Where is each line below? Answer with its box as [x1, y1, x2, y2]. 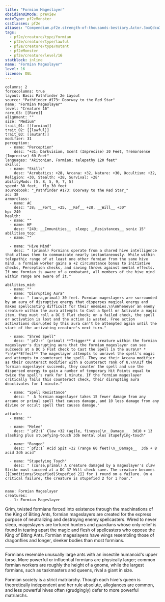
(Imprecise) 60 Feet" [5, 153, 50, 158]
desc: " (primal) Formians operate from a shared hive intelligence [14, 248, 157, 253]
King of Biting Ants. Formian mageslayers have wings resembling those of [5, 532, 155, 538]
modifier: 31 [5, 136, 32, 141]
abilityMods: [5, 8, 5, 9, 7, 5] [5, 179, 74, 184]
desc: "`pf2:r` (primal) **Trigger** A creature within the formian [14, 338, 157, 343]
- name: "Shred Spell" [9, 334, 56, 339]
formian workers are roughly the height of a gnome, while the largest [5, 562, 144, 568]
